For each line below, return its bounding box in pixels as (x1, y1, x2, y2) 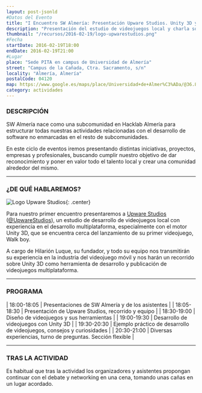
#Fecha (6, 37, 23, 43)
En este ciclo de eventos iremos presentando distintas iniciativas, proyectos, (6, 145, 195, 152)
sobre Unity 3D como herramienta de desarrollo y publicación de (6, 260, 167, 268)
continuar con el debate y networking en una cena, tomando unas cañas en (6, 374, 194, 381)
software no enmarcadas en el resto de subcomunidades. (6, 134, 149, 141)
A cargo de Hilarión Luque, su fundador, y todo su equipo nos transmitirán (6, 247, 190, 255)
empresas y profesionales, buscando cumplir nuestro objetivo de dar (6, 152, 177, 159)
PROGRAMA (6, 287, 43, 296)
